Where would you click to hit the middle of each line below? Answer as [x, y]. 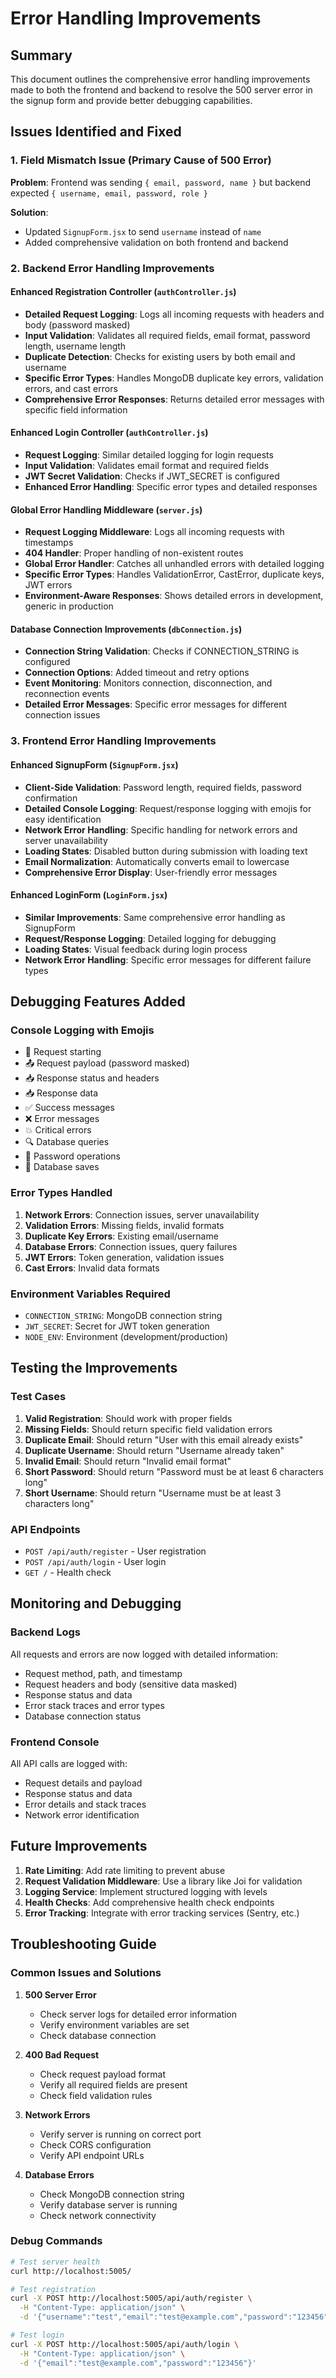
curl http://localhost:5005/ [71, 2271]
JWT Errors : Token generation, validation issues [124, 1257]
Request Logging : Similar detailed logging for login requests [149, 455]
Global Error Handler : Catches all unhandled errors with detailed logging [174, 564]
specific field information [76, 409]
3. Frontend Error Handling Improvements [113, 741]
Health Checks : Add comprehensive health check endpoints [149, 1902]
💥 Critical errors [58, 1130]
